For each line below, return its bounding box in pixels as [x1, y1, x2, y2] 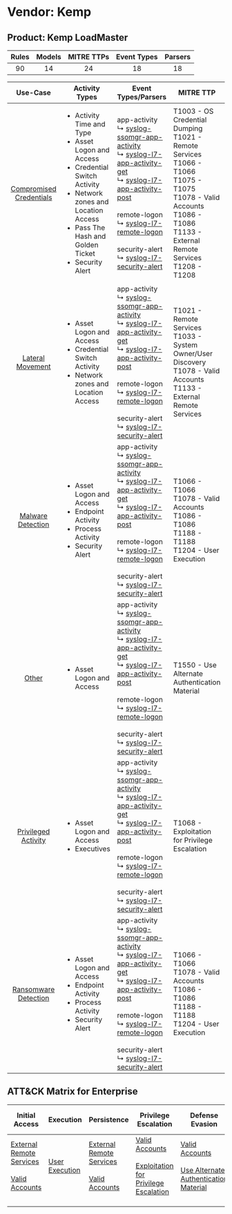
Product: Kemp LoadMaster [7, 32, 128, 43]
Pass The [75, 223, 106, 232]
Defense [189, 1110, 219, 1120]
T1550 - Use [173, 660, 217, 669]
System [173, 340, 198, 349]
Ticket [75, 249, 95, 258]
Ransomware [12, 985, 55, 994]
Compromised [10, 184, 57, 193]
